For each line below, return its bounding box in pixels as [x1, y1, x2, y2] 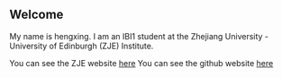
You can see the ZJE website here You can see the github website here [9, 57, 274, 68]
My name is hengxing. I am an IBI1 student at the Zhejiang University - [9, 30, 268, 41]
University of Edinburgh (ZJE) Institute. [9, 40, 154, 51]
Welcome [9, 7, 64, 22]
